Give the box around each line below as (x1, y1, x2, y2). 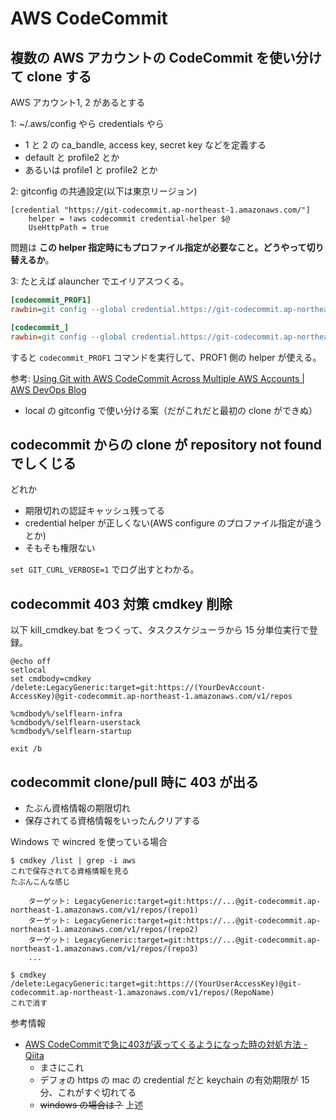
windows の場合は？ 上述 (39, 1098, 144, 1111)
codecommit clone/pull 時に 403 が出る (10, 773, 260, 791)
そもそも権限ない (24, 542, 96, 554)
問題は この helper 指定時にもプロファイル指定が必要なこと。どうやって (10, 242, 307, 253)
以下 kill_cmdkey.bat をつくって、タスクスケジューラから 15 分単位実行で (10, 624, 310, 636)
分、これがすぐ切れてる (39, 1086, 137, 1098)
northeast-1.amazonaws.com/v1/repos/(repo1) (10, 905, 199, 915)
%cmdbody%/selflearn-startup (10, 727, 132, 737)
